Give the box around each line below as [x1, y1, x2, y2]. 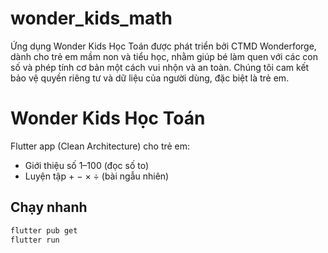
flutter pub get [10, 225, 78, 236]
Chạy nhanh [10, 199, 88, 216]
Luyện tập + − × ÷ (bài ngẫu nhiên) [24, 170, 170, 182]
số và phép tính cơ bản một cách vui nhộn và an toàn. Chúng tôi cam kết [10, 61, 310, 73]
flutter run [10, 235, 60, 245]
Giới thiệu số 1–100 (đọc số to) [24, 159, 150, 171]
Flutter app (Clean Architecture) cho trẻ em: [10, 140, 191, 152]
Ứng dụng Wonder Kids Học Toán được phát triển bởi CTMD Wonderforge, [10, 40, 317, 52]
